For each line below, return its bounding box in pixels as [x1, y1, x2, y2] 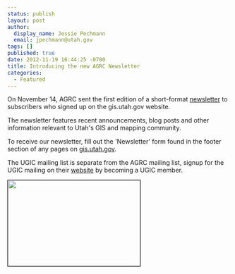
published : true [7, 50, 55, 57]
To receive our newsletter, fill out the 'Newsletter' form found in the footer [7, 137, 222, 146]
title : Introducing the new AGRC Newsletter [7, 63, 140, 70]
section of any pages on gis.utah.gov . [7, 145, 117, 154]
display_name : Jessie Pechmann [13, 30, 106, 37]
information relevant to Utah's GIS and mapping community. [7, 124, 181, 132]
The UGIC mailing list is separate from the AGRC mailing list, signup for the [7, 158, 224, 167]
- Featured [13, 75, 46, 83]
